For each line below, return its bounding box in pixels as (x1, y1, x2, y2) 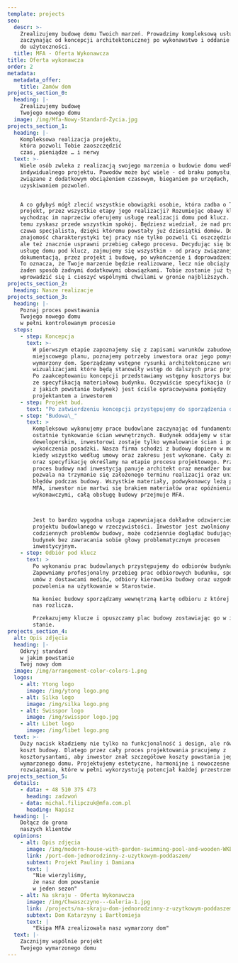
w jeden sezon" (33, 885, 78, 893)
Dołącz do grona (20, 819, 69, 827)
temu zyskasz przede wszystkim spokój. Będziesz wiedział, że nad (20, 221, 220, 228)
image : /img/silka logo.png (25, 700, 110, 708)
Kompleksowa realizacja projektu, (20, 136, 122, 143)
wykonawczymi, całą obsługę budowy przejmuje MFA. (33, 491, 186, 498)
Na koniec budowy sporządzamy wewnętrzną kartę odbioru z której (33, 595, 230, 602)
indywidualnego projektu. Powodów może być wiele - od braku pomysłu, (20, 168, 233, 176)
